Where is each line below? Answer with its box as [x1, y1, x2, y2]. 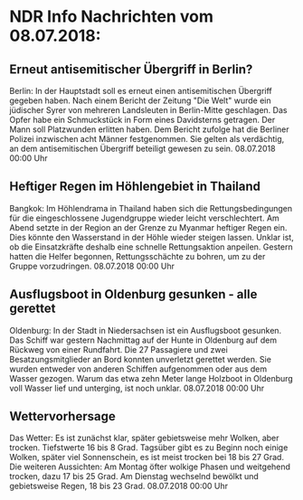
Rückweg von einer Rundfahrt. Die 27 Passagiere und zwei [9, 344, 228, 354]
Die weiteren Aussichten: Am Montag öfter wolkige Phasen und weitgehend [9, 461, 291, 472]
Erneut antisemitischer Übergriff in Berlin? [9, 61, 253, 77]
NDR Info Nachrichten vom [9, 6, 214, 27]
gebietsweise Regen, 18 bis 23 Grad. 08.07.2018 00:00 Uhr [9, 481, 229, 492]
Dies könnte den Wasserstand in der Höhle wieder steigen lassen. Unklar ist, [9, 231, 294, 242]
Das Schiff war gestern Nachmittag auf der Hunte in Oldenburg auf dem [9, 335, 278, 345]
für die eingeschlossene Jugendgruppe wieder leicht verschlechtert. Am [9, 212, 280, 223]
